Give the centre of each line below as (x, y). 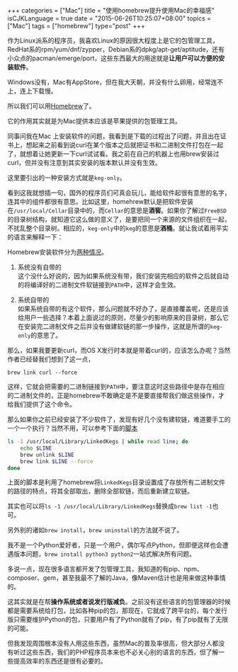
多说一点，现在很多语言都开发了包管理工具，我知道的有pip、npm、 (105, 569)
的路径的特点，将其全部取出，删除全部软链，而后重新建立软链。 (100, 491)
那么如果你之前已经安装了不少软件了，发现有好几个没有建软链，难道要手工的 (119, 419)
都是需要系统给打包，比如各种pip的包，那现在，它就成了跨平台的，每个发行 (118, 610)
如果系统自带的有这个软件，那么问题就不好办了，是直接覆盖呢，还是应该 (123, 309)
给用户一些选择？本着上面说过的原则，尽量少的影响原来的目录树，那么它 (123, 318)
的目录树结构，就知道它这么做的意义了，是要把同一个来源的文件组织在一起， (119, 219)
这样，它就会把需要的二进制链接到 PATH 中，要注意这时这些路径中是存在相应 (116, 387)
